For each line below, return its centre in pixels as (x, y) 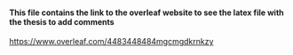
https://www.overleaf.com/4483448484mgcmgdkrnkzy (111, 42)
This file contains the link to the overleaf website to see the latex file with (146, 12)
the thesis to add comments (62, 21)
